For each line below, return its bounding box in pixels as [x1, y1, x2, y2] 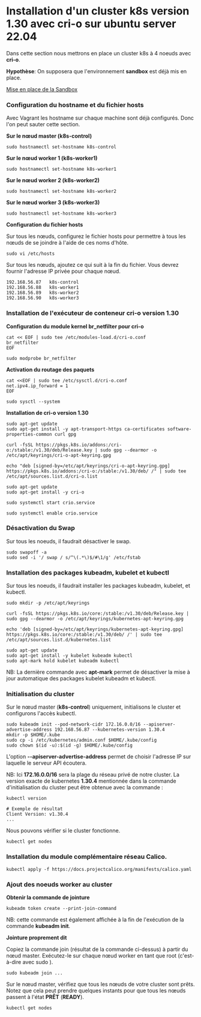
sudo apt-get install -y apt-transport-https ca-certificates [6, 426, 165, 432]
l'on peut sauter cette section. [6, 121, 80, 128]
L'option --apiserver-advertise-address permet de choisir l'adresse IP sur [6, 753, 191, 760]
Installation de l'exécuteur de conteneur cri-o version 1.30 [6, 309, 179, 317]
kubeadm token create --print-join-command [6, 906, 117, 912]
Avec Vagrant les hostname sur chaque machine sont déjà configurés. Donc [6, 114, 194, 121]
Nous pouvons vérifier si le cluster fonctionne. [6, 827, 121, 834]
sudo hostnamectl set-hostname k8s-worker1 [6, 166, 117, 173]
